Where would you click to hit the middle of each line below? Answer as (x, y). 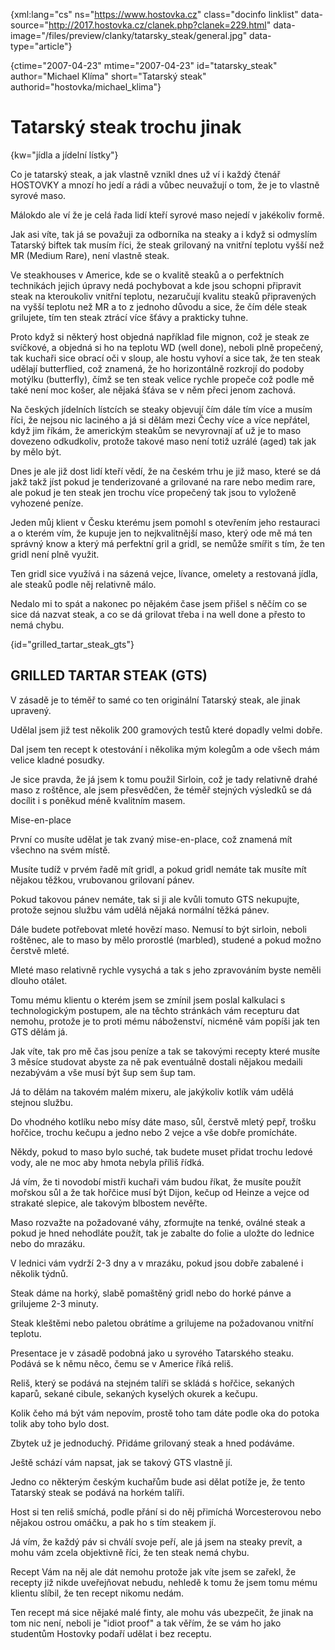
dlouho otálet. (39, 980)
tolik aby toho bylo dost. (60, 1423)
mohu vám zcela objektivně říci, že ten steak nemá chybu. (130, 1552)
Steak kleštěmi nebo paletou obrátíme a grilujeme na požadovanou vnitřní (162, 1323)
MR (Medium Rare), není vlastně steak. (90, 255)
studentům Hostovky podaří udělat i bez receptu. (111, 1633)
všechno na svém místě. (60, 850)
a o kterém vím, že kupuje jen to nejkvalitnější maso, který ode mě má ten (161, 533)
